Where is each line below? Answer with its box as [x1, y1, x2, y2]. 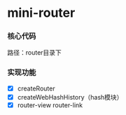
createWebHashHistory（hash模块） [17, 93, 123, 101]
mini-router [7, 5, 76, 21]
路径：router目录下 [7, 48, 62, 57]
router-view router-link [17, 100, 83, 109]
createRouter [17, 84, 55, 93]
